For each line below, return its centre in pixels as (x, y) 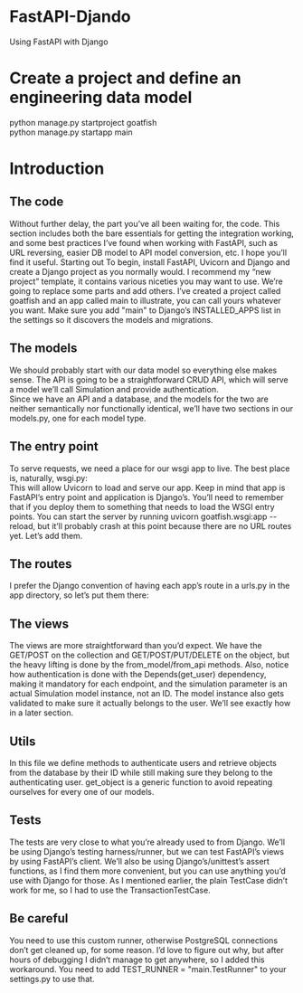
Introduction (57, 169)
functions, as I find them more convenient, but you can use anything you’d (148, 871)
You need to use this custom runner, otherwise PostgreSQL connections (144, 940)
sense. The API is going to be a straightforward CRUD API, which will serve (149, 379)
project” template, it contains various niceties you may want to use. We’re (146, 281)
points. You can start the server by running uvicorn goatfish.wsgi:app (138, 516)
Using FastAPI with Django (59, 42)
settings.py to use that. (52, 979)
